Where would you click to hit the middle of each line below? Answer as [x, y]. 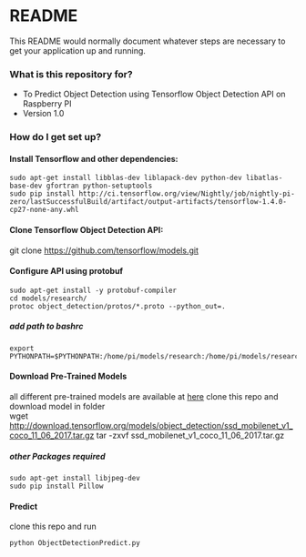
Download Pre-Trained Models [68, 376]
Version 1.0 [43, 114]
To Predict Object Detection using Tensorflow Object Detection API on [154, 94]
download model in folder [57, 406]
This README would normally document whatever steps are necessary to [148, 41]
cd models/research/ [49, 298]
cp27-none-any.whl [44, 210]
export [22, 348]
